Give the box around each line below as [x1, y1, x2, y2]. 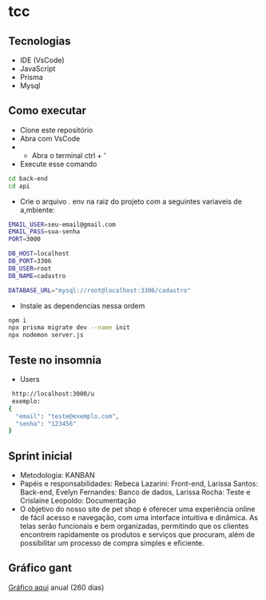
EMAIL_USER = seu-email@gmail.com [8, 221, 116, 228]
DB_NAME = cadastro [8, 272, 66, 280]
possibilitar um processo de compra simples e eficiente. [19, 538, 204, 548]
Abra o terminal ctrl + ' [31, 150, 106, 160]
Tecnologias [8, 34, 71, 48]
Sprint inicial [8, 449, 73, 463]
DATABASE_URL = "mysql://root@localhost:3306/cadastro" [8, 286, 192, 294]
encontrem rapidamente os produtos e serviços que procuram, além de [19, 530, 256, 539]
